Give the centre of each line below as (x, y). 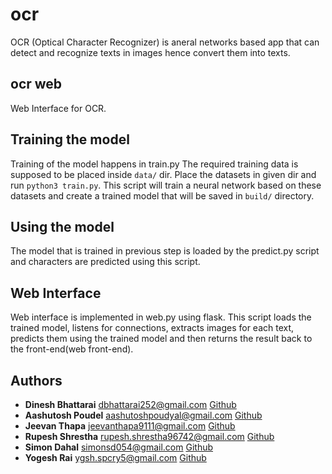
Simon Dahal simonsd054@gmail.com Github (119, 447)
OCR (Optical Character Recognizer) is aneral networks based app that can (165, 42)
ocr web (36, 84)
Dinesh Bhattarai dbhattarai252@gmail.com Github (130, 404)
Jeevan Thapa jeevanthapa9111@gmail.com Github (130, 426)
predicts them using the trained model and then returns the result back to (161, 339)
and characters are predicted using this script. (105, 262)
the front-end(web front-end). (72, 349)
